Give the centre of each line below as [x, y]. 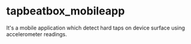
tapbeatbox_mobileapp [66, 11]
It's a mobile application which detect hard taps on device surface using [96, 28]
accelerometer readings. [37, 34]
